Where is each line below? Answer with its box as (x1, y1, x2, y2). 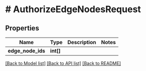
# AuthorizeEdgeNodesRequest (5, 4, 141, 15)
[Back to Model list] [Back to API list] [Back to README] (5, 60, 121, 66)
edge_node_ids (8, 47, 45, 54)
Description (67, 39, 96, 46)
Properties (5, 24, 39, 32)
